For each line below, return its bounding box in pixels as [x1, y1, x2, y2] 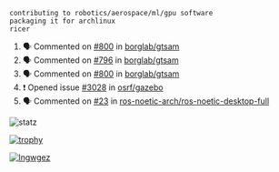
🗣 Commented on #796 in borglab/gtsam [22, 55, 179, 66]
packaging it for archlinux [9, 16, 116, 25]
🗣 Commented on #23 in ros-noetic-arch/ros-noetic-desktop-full [22, 96, 270, 106]
